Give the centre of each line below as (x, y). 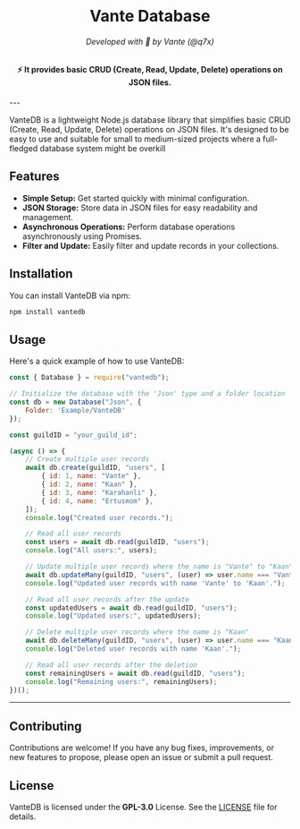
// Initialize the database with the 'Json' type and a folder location (147, 394)
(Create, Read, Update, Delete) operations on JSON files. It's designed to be (150, 129)
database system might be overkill (103, 148)
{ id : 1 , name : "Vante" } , (92, 476)
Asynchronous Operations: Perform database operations (129, 226)
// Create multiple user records (87, 459)
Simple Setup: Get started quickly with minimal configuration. (136, 198)
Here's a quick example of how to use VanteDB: (97, 361)
